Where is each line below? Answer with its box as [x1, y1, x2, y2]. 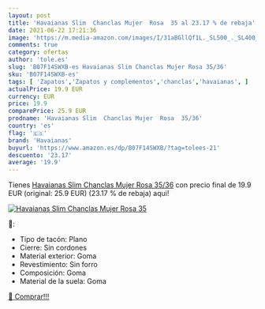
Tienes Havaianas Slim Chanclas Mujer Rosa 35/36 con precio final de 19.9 [8, 180, 252, 190]
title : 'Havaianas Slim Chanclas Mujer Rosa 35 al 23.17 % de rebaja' [8, 19, 256, 27]
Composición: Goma [19, 268, 87, 277]
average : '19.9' [8, 159, 62, 167]
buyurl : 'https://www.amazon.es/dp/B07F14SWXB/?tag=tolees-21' [8, 144, 221, 152]
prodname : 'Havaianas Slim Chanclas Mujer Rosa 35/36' [8, 115, 203, 122]
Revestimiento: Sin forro [19, 260, 99, 269]
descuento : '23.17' [8, 151, 73, 159]
